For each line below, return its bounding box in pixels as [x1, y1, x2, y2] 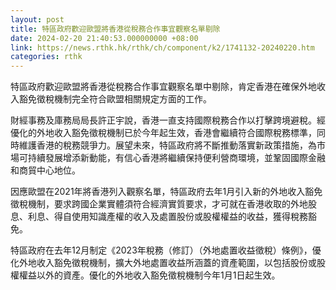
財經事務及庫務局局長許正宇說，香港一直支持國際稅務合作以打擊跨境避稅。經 [10, 114, 326, 126]
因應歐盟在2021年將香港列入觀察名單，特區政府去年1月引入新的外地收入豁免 [10, 186, 323, 198]
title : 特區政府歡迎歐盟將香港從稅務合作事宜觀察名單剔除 [10, 24, 221, 34]
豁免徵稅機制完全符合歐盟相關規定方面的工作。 [18, 93, 212, 105]
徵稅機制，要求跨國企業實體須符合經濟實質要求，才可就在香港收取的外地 [10, 198, 308, 210]
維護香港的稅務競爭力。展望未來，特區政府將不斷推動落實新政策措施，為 [18, 139, 317, 151]
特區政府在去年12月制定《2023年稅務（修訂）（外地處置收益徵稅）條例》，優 [10, 244, 322, 256]
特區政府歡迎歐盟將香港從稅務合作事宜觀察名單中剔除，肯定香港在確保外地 [10, 81, 317, 93]
